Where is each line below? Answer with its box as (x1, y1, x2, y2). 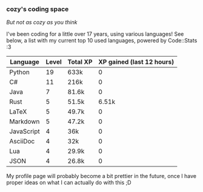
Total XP (67, 58, 93, 66)
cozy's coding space (6, 5, 69, 13)
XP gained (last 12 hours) (98, 58, 175, 66)
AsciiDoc (9, 137, 35, 146)
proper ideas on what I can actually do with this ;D (6, 179, 131, 187)
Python (9, 68, 30, 77)
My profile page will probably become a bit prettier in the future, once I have (6, 173, 197, 180)
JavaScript (9, 127, 41, 135)
